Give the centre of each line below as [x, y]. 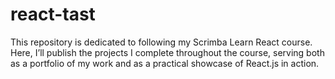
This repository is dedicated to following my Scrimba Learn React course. [161, 42]
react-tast [53, 14]
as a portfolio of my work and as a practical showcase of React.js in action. [165, 63]
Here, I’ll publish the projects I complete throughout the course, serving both [167, 52]
